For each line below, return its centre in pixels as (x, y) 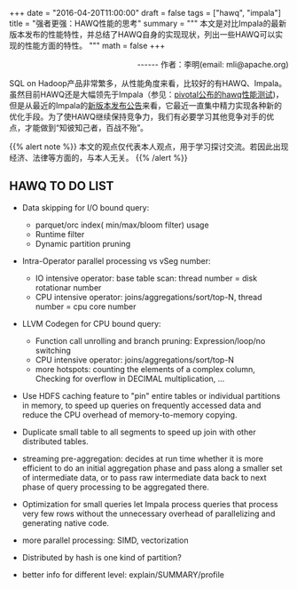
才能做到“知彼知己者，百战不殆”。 (86, 127)
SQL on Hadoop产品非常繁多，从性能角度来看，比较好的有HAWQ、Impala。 (148, 83)
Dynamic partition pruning (83, 243)
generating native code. (65, 522)
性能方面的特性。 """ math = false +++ (95, 45)
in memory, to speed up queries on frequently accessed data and (141, 405)
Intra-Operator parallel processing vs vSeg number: (116, 260)
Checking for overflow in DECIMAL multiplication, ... (130, 378)
